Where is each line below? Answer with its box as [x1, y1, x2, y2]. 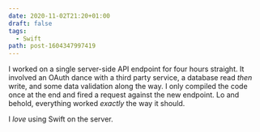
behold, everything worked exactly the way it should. [8, 99, 185, 109]
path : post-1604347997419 [8, 42, 96, 50]
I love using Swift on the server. [8, 114, 113, 124]
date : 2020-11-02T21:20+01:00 [8, 11, 111, 20]
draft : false [8, 19, 53, 28]
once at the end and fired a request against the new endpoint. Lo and [8, 90, 240, 100]
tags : [8, 27, 27, 35]
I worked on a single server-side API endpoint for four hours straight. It [8, 64, 245, 74]
